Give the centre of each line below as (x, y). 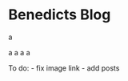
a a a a (19, 52)
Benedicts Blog (60, 15)
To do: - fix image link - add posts (64, 68)
